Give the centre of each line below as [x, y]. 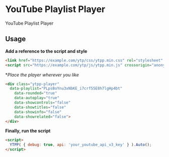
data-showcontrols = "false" [43, 103]
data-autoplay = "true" [37, 98]
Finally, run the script [28, 131]
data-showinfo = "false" [38, 112]
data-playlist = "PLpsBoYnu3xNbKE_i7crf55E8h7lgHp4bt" [66, 89]
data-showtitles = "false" [40, 107]
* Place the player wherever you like [42, 74]
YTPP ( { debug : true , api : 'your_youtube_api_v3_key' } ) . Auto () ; [81, 145]
